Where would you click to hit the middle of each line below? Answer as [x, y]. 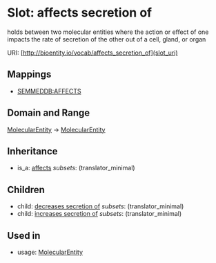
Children [26, 189]
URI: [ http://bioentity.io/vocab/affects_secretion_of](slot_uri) [92, 53]
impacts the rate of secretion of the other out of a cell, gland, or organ [107, 39]
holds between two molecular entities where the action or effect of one [108, 32]
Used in [24, 236]
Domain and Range [49, 113]
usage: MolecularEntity [50, 252]
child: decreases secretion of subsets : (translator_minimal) [100, 206]
